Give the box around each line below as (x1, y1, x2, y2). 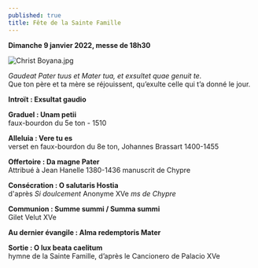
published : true (8, 11, 61, 20)
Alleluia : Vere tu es (8, 133, 73, 142)
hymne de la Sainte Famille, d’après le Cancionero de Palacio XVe (8, 251, 220, 260)
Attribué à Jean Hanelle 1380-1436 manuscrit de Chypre (8, 165, 191, 174)
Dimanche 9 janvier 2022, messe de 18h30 (8, 40, 151, 50)
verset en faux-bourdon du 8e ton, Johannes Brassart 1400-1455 (8, 141, 219, 151)
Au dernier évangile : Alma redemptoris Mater (8, 227, 161, 237)
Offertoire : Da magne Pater (8, 156, 100, 166)
